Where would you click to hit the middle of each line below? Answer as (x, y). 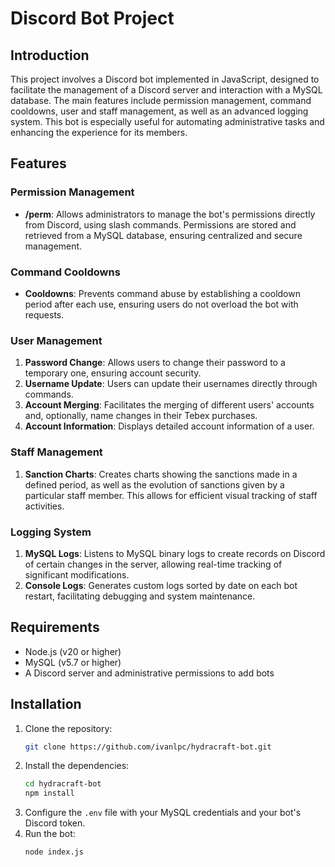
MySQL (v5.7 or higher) (73, 662)
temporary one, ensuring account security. (113, 373)
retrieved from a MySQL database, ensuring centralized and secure (163, 235)
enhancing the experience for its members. (99, 132)
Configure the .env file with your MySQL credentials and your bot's (163, 813)
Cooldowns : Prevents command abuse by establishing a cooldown (162, 293)
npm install (49, 793)
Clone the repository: (68, 728)
